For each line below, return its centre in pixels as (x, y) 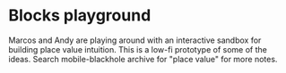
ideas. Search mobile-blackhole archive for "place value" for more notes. (143, 59)
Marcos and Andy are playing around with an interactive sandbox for (135, 40)
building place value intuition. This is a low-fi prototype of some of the (138, 49)
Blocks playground (80, 16)
